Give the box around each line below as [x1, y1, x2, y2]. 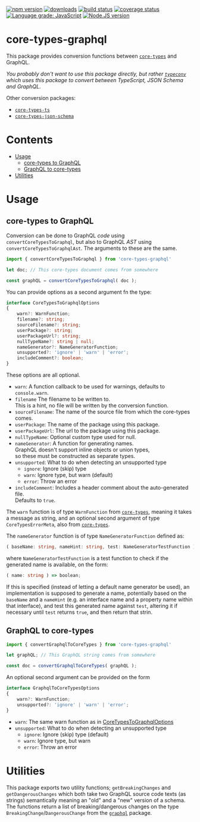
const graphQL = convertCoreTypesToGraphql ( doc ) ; [6, 277, 137, 284]
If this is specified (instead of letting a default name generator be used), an [6, 583, 190, 590]
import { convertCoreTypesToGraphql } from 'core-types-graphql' [6, 256, 171, 262]
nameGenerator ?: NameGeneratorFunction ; [17, 344, 118, 350]
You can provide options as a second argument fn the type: [6, 288, 152, 296]
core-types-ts [14, 107, 50, 113]
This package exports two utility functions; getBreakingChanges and [6, 784, 171, 791]
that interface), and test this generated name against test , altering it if [6, 602, 178, 609]
